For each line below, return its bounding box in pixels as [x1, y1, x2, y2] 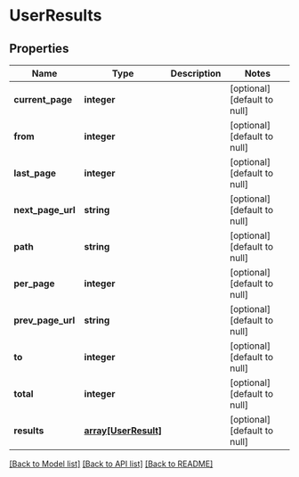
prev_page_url [13, 314, 76, 326]
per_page [13, 277, 55, 290]
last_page [13, 167, 56, 179]
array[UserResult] [84, 424, 163, 437]
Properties [9, 41, 69, 56]
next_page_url [13, 204, 76, 216]
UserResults [9, 5, 102, 26]
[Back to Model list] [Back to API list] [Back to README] [9, 458, 214, 469]
